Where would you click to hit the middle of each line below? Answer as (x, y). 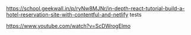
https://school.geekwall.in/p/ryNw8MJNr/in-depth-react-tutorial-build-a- (95, 8)
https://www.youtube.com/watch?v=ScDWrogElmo (69, 26)
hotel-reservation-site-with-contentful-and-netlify (67, 15)
